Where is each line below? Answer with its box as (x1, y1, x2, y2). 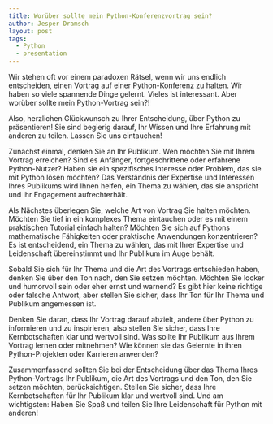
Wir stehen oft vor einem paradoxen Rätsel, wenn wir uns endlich (8, 72, 227, 81)
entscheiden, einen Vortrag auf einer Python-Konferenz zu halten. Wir (8, 80, 243, 90)
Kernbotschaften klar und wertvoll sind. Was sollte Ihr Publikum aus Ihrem (8, 332, 255, 341)
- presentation (15, 50, 67, 58)
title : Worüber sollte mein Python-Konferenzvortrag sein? (8, 11, 213, 20)
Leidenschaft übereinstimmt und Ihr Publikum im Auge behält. (8, 249, 215, 258)
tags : (8, 34, 27, 43)
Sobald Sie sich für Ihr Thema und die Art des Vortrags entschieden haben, (8, 265, 260, 274)
